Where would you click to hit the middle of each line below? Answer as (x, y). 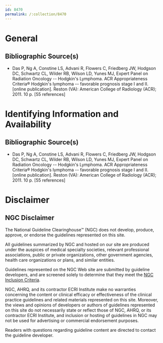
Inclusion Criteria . (23, 280)
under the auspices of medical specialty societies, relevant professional (77, 250)
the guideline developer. (29, 335)
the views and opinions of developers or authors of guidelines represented (80, 305)
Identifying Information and (62, 114)
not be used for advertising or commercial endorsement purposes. (72, 320)
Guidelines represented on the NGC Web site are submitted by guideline (77, 269)
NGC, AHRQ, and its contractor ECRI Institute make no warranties (71, 289)
